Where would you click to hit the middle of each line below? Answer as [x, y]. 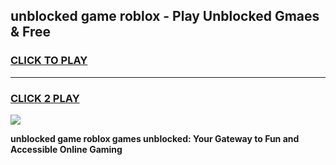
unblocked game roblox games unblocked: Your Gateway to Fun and [155, 138]
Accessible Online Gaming [66, 149]
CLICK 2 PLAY [45, 98]
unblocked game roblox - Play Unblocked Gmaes [165, 16]
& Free [31, 32]
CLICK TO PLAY [49, 61]
